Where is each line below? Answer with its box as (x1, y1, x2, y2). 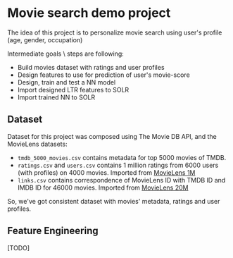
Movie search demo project (7, 5, 171, 21)
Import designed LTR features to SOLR (17, 85, 130, 94)
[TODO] (7, 243, 30, 252)
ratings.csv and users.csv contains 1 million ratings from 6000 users (17, 161, 219, 169)
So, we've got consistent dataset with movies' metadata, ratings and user (7, 197, 220, 205)
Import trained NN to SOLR (17, 93, 96, 102)
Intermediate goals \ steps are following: (7, 49, 125, 58)
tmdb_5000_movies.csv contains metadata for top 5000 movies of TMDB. (17, 153, 227, 161)
